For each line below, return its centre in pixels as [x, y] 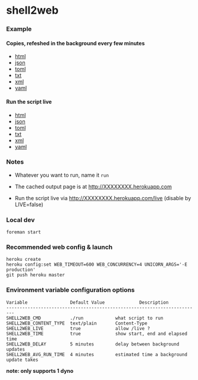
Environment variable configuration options [70, 290]
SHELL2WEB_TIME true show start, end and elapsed [97, 334]
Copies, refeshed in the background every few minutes [76, 43]
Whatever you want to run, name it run [62, 175]
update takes [22, 360]
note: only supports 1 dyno [40, 370]
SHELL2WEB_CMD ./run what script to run [85, 318]
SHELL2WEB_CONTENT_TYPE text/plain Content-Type [77, 323]
